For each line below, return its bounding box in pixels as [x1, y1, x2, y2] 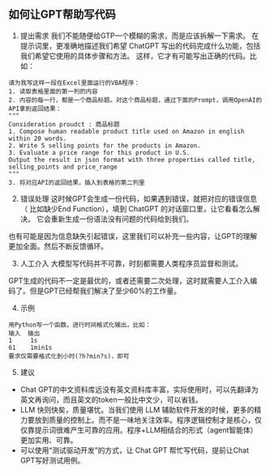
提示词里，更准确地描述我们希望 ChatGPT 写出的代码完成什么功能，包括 [19, 40, 261, 50]
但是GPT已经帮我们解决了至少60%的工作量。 [29, 286, 181, 296]
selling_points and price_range [8, 163, 118, 171]
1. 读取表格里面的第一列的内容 [8, 87, 99, 96]
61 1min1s [8, 343, 53, 352]
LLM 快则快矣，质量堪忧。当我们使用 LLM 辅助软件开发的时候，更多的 [19, 404, 255, 415]
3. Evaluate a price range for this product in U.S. [8, 148, 191, 156]
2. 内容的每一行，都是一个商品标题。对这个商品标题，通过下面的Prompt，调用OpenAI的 [8, 96, 262, 104]
